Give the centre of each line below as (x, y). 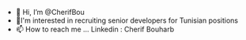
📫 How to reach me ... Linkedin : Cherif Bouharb (95, 29)
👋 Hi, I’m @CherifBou (50, 12)
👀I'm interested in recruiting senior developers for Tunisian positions (127, 20)
